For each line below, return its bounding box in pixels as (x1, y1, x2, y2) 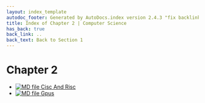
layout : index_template (6, 8, 67, 15)
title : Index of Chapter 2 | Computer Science (6, 20, 127, 26)
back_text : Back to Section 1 (6, 37, 84, 43)
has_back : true (6, 25, 45, 32)
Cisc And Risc (40, 83, 76, 90)
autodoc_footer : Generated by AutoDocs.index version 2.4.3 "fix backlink (6, 15, 201, 21)
